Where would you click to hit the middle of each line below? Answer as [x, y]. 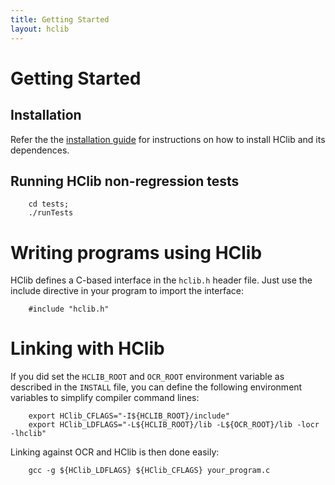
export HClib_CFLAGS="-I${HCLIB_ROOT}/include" [129, 416]
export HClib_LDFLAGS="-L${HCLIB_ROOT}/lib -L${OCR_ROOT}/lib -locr [174, 425]
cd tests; [49, 204]
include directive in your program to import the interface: [127, 291]
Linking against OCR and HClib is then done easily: [115, 452]
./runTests [51, 213]
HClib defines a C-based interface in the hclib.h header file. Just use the [161, 280]
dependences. [40, 150]
